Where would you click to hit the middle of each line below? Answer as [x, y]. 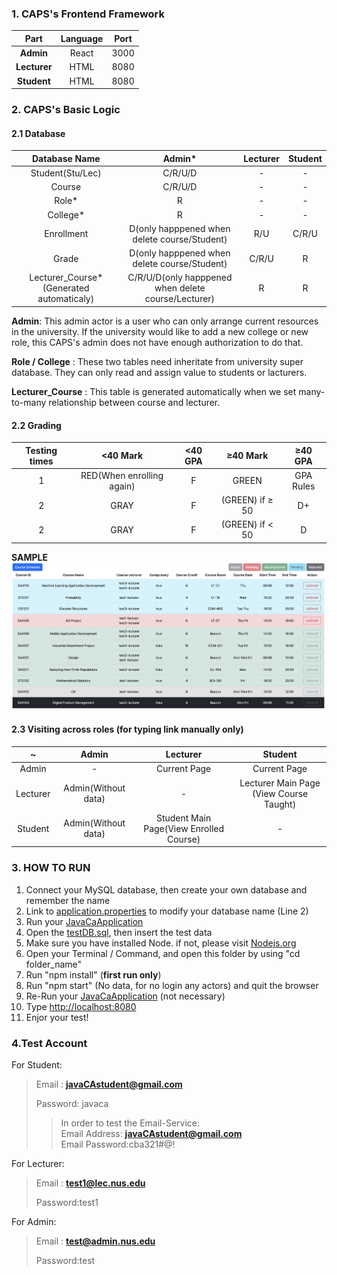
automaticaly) [66, 299]
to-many [29, 402]
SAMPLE [29, 557]
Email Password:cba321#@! [118, 1144]
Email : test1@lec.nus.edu [90, 1183]
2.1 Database [38, 133]
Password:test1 [67, 1202]
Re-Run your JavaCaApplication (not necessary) [125, 996]
